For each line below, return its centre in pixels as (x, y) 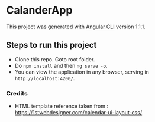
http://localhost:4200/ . (45, 78)
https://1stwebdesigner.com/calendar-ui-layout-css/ (78, 113)
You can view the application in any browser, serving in (82, 72)
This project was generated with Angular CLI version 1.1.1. (76, 27)
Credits (17, 93)
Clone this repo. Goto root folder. (55, 59)
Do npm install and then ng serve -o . (61, 65)
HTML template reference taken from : (61, 106)
